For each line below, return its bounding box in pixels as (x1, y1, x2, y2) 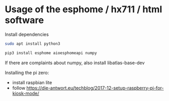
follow (12, 85, 26, 91)
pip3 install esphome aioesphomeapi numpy (5, 50, 97, 56)
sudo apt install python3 (5, 41, 60, 46)
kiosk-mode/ (12, 90, 40, 96)
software (5, 14, 44, 26)
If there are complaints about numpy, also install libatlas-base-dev (5, 60, 145, 66)
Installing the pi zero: (5, 69, 49, 75)
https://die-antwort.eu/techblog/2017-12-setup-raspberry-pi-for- (26, 85, 164, 91)
